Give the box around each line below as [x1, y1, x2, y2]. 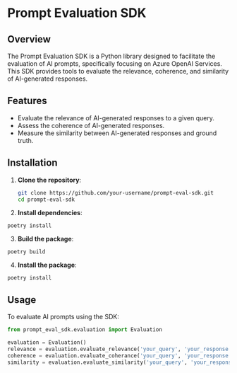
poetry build [7, 248, 46, 256]
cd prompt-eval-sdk [17, 196, 75, 203]
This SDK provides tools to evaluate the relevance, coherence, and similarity [7, 67, 229, 75]
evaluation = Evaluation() [7, 339, 87, 346]
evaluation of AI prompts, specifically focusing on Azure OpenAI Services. [7, 59, 222, 68]
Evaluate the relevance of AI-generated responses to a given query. [17, 113, 215, 122]
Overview [7, 33, 51, 45]
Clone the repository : [17, 176, 82, 184]
